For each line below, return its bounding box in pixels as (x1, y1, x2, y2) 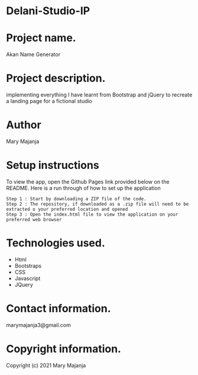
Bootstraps (14, 262, 42, 269)
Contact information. (6, 302, 111, 315)
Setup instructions (6, 159, 99, 172)
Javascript (14, 274, 41, 282)
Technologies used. (6, 236, 105, 250)
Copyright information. (6, 342, 121, 355)
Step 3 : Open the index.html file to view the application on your (6, 211, 178, 217)
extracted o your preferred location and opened (6, 206, 128, 212)
